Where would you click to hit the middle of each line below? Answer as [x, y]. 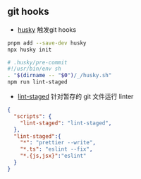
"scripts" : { [33, 116]
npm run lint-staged [38, 82]
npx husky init [30, 50]
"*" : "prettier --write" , [58, 143]
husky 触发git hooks [47, 29]
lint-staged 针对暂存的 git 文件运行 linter [75, 97]
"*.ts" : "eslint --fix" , [56, 149]
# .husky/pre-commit [38, 62]
